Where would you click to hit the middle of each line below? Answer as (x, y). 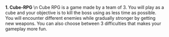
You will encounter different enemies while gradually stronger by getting (80, 18)
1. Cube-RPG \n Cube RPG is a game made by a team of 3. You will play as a (85, 7)
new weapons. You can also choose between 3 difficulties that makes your (83, 23)
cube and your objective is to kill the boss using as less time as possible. (81, 13)
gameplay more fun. (26, 29)
